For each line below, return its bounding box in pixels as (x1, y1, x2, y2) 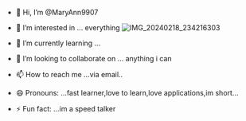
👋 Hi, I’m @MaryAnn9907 (15, 8, 99, 17)
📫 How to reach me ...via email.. (15, 70, 123, 79)
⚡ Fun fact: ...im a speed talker (15, 104, 116, 113)
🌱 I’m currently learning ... (15, 38, 101, 48)
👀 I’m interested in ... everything (15, 23, 121, 32)
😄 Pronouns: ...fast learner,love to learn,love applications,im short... (15, 88, 239, 97)
